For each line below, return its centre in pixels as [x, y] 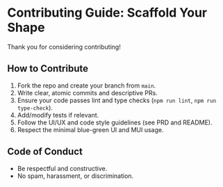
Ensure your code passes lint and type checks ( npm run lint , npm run [117, 100]
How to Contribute [48, 68]
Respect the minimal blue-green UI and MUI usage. [90, 129]
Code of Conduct [45, 152]
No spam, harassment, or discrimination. [75, 176]
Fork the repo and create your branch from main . [86, 86]
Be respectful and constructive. [62, 168]
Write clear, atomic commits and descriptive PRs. [87, 92]
